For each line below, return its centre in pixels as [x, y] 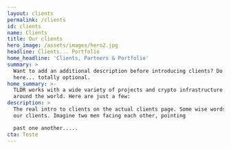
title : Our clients [35, 39]
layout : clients [30, 13]
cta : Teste [23, 135]
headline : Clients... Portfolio [53, 52]
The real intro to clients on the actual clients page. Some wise [110, 109]
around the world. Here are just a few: [72, 97]
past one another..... [46, 128]
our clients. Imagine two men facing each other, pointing [100, 115]
